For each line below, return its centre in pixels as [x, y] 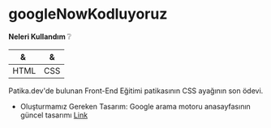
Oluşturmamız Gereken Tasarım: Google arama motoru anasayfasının [135, 106]
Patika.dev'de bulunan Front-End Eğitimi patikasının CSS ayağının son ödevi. [136, 91]
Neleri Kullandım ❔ [40, 36]
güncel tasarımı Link [54, 115]
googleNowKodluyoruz [88, 14]
